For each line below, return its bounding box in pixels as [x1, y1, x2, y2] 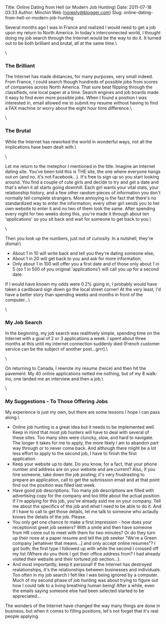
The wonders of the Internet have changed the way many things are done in [5, 603, 160, 609]
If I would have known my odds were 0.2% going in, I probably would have [5, 281, 158, 287]
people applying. [5, 614, 40, 620]
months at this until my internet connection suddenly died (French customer [5, 341, 160, 347]
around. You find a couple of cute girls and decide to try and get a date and [5, 179, 159, 185]
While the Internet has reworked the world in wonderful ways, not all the [5, 139, 153, 145]
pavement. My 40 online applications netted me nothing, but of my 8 [5, 370, 145, 376]
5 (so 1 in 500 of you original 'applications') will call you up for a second [12, 266, 159, 272]
